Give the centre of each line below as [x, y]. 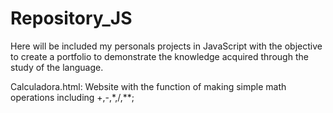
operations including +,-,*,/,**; [72, 97]
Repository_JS [71, 18]
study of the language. [57, 67]
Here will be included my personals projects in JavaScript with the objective [166, 46]
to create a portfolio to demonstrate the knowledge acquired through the [159, 56]
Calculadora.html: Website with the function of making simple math [148, 86]
